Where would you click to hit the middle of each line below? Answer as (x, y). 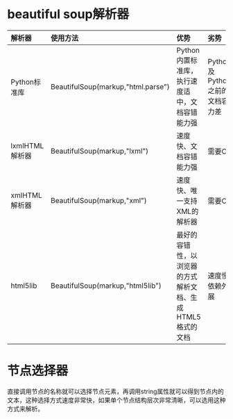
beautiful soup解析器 (68, 14)
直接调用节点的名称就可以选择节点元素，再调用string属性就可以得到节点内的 (115, 391)
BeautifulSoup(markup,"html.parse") (110, 86)
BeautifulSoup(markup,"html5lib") (106, 286)
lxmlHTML (27, 145)
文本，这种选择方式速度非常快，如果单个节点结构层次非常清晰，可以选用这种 (116, 400)
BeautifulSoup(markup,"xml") (99, 200)
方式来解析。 (25, 409)
